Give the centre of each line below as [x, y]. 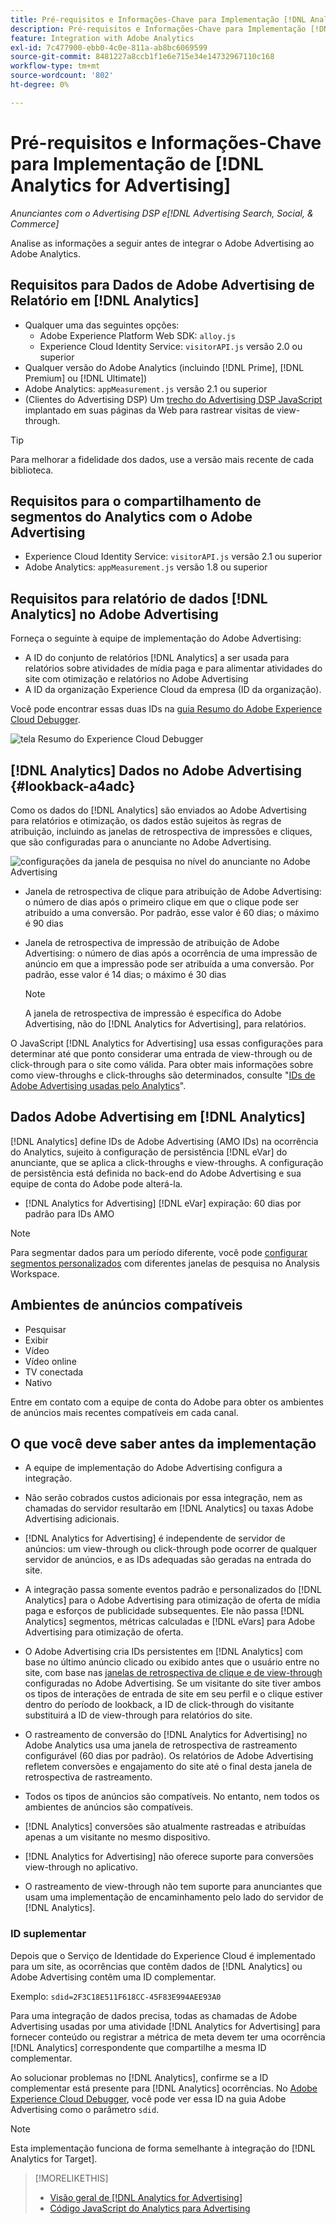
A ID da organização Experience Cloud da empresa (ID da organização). [173, 690]
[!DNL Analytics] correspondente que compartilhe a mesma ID [138, 2047]
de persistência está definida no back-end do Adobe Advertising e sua [156, 1173]
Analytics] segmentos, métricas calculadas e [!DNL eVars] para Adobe [170, 1622]
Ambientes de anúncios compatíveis [126, 1305]
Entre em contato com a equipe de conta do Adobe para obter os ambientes [167, 1402]
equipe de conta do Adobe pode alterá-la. [96, 1183]
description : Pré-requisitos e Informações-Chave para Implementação [158, 29]
